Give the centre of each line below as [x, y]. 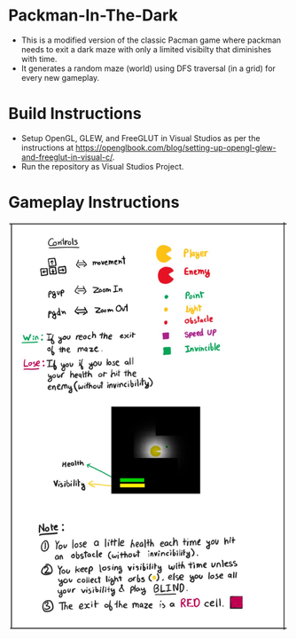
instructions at [47, 147]
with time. [39, 59]
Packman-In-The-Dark [93, 16]
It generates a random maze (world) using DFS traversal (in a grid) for [148, 68]
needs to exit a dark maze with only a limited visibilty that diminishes [146, 49]
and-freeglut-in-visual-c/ [66, 157]
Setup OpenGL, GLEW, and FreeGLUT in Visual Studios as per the [140, 138]
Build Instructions [75, 114]
